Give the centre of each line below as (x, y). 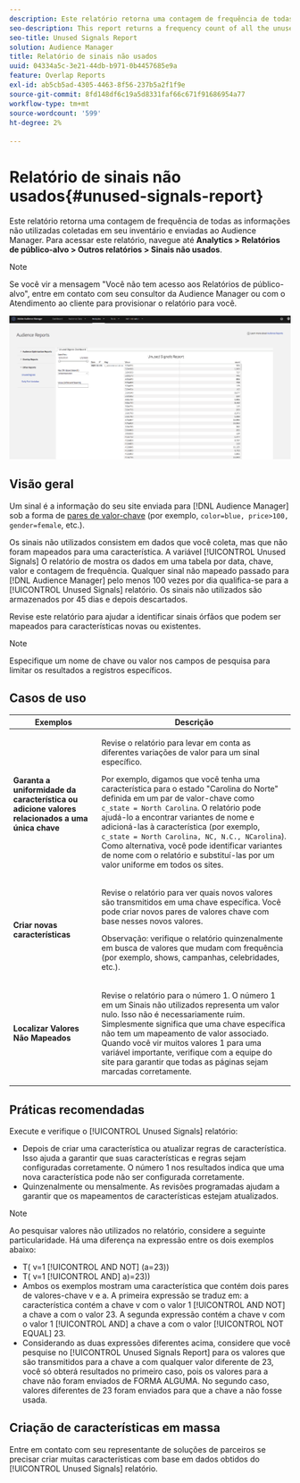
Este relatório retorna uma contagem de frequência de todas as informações (150, 221)
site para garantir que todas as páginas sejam (185, 1062)
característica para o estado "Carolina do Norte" (190, 789)
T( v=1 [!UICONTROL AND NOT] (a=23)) (96, 1267)
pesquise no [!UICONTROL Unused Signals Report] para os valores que (154, 1352)
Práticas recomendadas (77, 1110)
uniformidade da (45, 789)
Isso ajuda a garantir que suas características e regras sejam (134, 1158)
